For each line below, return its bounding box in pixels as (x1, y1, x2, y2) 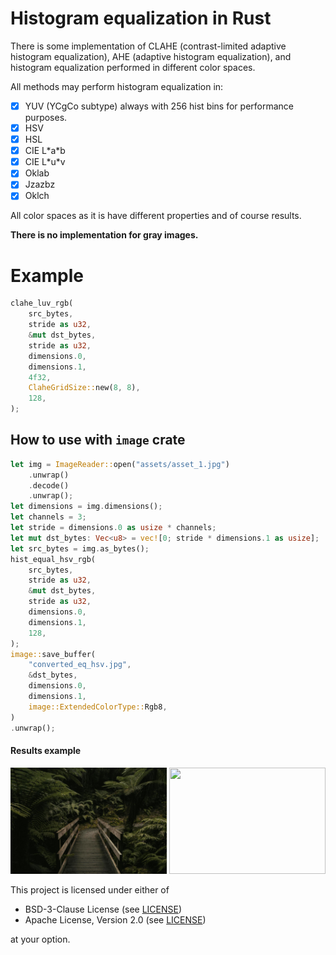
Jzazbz (24, 178, 56, 191)
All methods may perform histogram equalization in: (10, 80, 224, 92)
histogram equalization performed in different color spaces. (10, 61, 256, 73)
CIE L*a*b (24, 145, 66, 157)
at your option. (10, 933, 71, 945)
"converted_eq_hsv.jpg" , (28, 660, 132, 670)
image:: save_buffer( (10, 649, 97, 659)
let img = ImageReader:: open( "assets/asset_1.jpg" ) (10, 459, 230, 469)
